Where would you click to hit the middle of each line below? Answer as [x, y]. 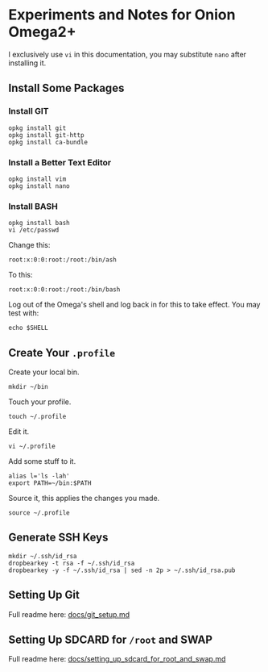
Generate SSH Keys [58, 538]
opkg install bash [39, 223]
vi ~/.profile [32, 447]
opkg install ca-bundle [48, 142]
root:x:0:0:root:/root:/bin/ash [62, 260]
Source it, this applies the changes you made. [84, 499]
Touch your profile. [40, 402]
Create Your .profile [62, 353]
